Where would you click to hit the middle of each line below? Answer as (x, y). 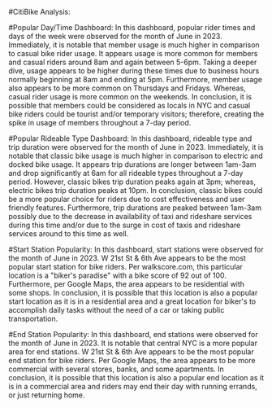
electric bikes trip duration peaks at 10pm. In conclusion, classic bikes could (136, 190)
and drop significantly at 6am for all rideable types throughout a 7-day (126, 173)
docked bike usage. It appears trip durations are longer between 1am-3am (132, 165)
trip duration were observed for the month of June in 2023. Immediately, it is (136, 147)
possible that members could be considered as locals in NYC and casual (130, 105)
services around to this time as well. (69, 234)
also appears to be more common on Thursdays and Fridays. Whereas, (127, 88)
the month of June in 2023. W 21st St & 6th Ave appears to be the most (127, 258)
